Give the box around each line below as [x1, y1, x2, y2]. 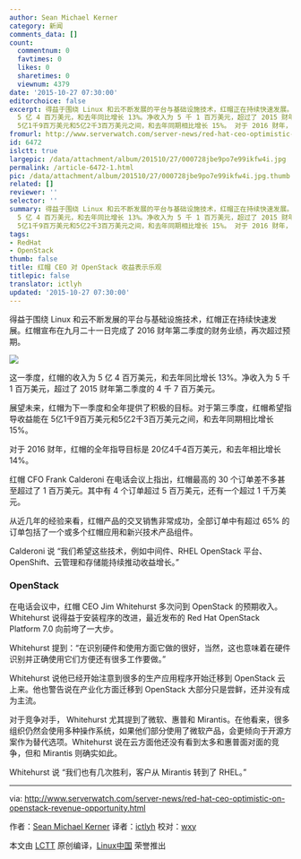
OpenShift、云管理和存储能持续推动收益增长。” [9, 556, 179, 567]
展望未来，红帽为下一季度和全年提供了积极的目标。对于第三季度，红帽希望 [9, 402, 284, 413]
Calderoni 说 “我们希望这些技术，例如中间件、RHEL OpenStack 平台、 [9, 545, 267, 556]
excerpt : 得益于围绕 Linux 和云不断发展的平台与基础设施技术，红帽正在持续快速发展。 [9, 105, 294, 114]
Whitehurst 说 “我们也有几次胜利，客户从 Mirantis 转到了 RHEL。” [9, 767, 247, 777]
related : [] [9, 180, 54, 189]
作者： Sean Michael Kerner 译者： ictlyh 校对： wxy [9, 820, 197, 831]
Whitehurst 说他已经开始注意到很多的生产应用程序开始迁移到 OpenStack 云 [9, 673, 286, 683]
